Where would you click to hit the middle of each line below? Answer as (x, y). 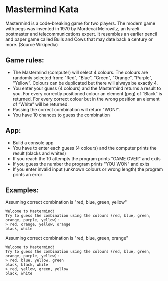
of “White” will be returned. (41, 104)
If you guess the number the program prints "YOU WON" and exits (81, 164)
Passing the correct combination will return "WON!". (66, 109)
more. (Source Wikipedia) (32, 44)
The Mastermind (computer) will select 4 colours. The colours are (80, 72)
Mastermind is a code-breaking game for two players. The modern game (80, 23)
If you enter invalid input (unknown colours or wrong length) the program (88, 169)
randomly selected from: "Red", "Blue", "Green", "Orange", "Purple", (82, 77)
